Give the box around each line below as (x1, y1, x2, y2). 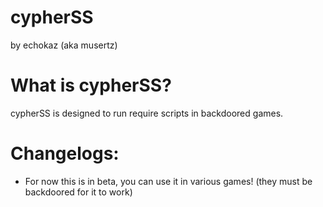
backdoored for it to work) (24, 186, 133, 198)
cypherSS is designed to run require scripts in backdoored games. (10, 107, 284, 119)
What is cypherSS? (10, 74, 172, 97)
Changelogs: (10, 142, 120, 165)
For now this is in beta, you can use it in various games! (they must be (24, 175, 313, 187)
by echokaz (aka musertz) (10, 39, 118, 51)
